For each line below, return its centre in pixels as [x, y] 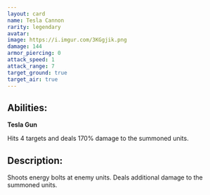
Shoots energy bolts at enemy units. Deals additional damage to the [105, 177]
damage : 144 [25, 46]
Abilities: [27, 107]
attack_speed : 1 [31, 60]
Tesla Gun [22, 125]
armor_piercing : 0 [34, 54]
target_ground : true [38, 73]
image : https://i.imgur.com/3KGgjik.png [67, 40]
